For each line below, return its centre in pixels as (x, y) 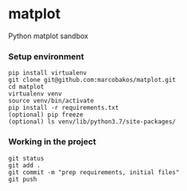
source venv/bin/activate (51, 101)
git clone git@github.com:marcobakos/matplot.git (92, 80)
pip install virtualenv (48, 73)
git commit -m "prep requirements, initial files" (94, 172)
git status (26, 158)
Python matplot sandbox (49, 36)
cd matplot (26, 87)
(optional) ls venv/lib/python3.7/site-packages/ (92, 122)
